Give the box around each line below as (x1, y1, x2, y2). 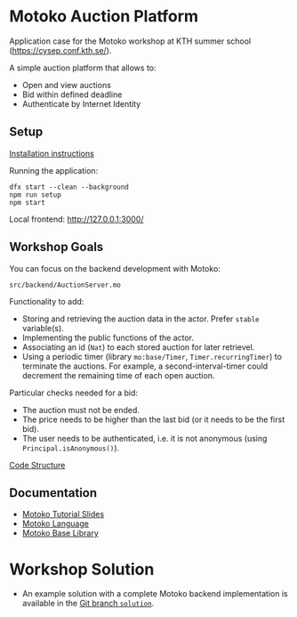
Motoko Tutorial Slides (21, 509, 105, 520)
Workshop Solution (9, 559, 155, 580)
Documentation (9, 485, 98, 500)
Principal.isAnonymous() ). (21, 442, 120, 453)
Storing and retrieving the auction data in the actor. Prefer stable (21, 313, 260, 324)
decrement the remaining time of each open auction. (21, 369, 215, 380)
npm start (9, 198, 46, 207)
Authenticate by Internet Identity (21, 98, 141, 109)
